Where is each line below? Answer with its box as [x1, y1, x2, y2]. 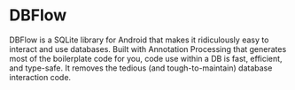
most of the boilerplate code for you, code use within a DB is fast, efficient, [9, 53, 283, 64]
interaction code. [9, 71, 72, 82]
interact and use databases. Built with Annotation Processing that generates [9, 43, 287, 54]
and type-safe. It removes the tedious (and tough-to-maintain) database [9, 63, 273, 73]
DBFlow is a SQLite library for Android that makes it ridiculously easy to [9, 34, 269, 45]
